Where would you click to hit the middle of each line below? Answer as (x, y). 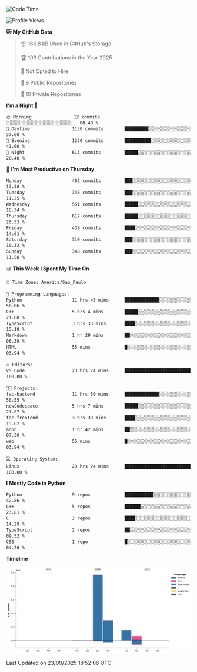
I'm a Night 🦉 (22, 105)
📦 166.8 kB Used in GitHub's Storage (66, 44)
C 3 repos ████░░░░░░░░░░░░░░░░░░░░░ (98, 518)
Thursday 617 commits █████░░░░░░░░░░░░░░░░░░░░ (98, 216)
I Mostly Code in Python (36, 483)
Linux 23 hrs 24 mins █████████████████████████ (98, 466)
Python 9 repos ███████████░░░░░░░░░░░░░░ (98, 495)
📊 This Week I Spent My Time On (48, 269)
